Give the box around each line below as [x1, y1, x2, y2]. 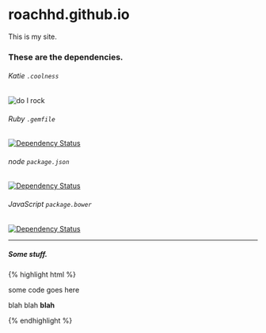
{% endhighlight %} [8, 316, 73, 325]
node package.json [8, 156, 70, 166]
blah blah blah [8, 300, 55, 310]
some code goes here [8, 285, 80, 294]
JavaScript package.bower [8, 200, 93, 209]
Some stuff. [8, 250, 47, 259]
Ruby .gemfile [8, 113, 55, 124]
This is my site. [8, 32, 58, 41]
